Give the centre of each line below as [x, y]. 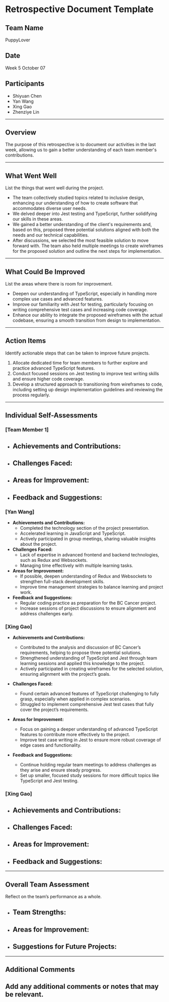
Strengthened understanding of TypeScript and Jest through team [89, 658]
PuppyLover [18, 40]
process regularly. [31, 395]
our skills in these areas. [37, 219]
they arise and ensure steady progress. [61, 770]
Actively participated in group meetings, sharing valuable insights [88, 539]
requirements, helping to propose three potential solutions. [81, 653]
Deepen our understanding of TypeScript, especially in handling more [84, 294]
